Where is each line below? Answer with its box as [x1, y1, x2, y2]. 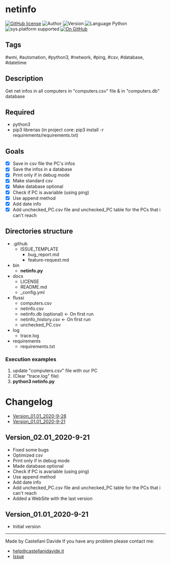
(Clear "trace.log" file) [12, 373, 60, 379]
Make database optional [12, 183, 64, 189]
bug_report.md [27, 251, 60, 258]
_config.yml [20, 289, 45, 295]
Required [5, 108, 35, 117]
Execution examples [5, 356, 57, 363]
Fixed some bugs [12, 446, 49, 453]
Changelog [5, 396, 53, 408]
